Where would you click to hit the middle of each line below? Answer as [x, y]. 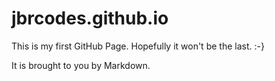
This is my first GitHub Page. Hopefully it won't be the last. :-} [138, 46]
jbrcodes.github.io [90, 18]
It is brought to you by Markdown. [81, 65]
